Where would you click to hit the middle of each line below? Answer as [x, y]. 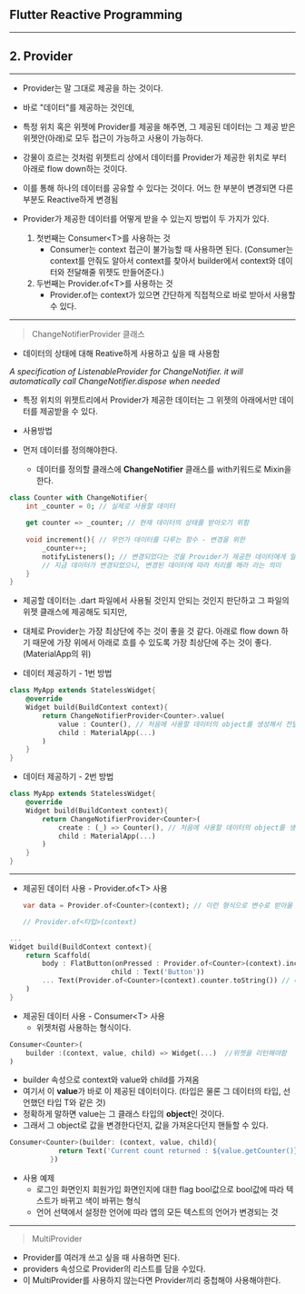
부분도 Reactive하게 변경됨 [70, 199]
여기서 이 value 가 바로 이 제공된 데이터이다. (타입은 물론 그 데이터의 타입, [152, 1091]
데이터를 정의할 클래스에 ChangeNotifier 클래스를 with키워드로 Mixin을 [164, 469]
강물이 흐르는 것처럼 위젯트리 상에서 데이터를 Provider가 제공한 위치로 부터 [155, 157]
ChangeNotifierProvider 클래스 [88, 333]
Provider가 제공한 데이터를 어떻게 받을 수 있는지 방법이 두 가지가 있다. [146, 218]
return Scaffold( [59, 955]
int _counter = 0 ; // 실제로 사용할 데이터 [100, 506]
